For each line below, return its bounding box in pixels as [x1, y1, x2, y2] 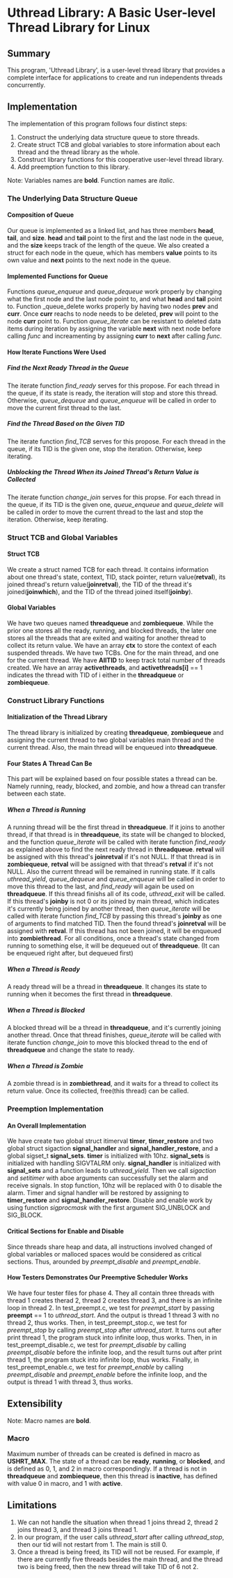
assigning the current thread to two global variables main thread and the [7, 736, 214, 744]
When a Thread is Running [7, 805, 86, 814]
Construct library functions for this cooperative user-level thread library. [17, 155, 224, 163]
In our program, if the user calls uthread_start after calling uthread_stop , [17, 1533, 225, 1541]
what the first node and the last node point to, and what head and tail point [7, 295, 223, 303]
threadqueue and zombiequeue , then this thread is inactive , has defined [7, 1471, 218, 1480]
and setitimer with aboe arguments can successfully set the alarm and [7, 1174, 209, 1183]
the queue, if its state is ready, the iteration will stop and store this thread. [7, 388, 218, 397]
